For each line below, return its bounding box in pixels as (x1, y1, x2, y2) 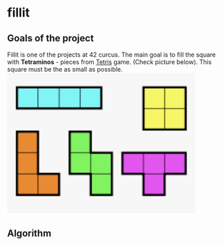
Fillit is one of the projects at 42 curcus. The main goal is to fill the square (7, 50, 216, 59)
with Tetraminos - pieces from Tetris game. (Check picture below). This (7, 58, 212, 66)
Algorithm (7, 227, 52, 239)
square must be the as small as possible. (7, 65, 123, 73)
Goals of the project (7, 32, 95, 44)
